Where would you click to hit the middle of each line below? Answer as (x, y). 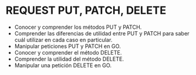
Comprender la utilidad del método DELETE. (69, 59)
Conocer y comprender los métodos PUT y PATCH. (78, 27)
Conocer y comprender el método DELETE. (68, 52)
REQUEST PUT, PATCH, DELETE (86, 10)
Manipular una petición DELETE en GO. (63, 65)
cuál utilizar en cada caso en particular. (63, 40)
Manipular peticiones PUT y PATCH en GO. (68, 46)
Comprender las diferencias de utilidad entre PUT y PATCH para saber (102, 33)
